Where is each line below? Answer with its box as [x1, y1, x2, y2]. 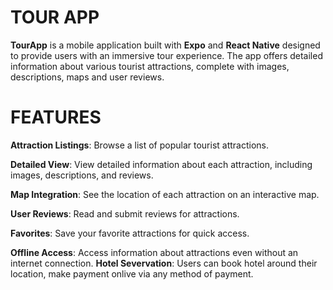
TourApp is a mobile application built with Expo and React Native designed [10, 39, 321, 51]
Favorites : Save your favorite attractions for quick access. [10, 227, 250, 239]
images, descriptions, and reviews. [10, 169, 154, 181]
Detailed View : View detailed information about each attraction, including [10, 158, 313, 170]
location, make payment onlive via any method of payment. [10, 267, 254, 280]
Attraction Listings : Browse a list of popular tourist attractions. [10, 139, 270, 151]
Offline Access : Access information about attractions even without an [10, 246, 299, 258]
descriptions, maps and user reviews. [10, 71, 165, 83]
